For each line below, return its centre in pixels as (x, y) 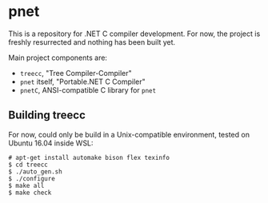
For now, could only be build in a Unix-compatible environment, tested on (129, 134)
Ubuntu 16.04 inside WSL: (51, 143)
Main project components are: (58, 58)
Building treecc (47, 115)
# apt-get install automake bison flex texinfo (89, 157)
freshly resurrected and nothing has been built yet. (92, 42)
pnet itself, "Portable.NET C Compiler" (82, 82)
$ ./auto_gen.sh (35, 171)
